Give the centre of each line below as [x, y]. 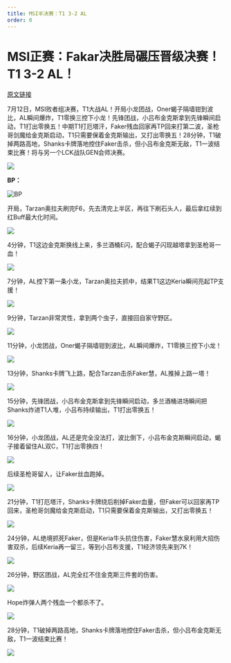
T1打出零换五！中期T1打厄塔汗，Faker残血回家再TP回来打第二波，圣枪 [119, 126]
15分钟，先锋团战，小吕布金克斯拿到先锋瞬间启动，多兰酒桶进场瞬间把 [107, 401]
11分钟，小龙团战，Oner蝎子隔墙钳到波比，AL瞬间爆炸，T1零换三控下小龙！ [115, 346]
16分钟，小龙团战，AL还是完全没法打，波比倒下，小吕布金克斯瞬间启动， [111, 437]
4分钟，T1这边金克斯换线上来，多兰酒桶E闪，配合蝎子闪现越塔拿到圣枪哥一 [114, 245]
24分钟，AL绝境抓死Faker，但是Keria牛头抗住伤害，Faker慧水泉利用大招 [111, 538]
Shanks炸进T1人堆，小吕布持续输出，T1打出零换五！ [82, 410]
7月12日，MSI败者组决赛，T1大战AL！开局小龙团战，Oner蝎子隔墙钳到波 [110, 109]
